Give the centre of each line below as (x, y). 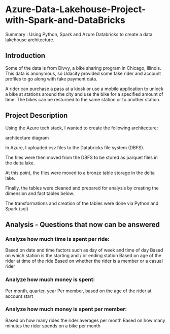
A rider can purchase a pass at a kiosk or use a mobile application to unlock (84, 89)
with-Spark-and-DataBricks (65, 20)
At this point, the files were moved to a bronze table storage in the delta (80, 173)
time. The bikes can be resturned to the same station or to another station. (83, 99)
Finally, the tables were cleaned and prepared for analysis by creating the (82, 188)
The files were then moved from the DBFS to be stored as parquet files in (82, 157)
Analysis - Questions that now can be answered (82, 224)
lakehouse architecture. (30, 40)
